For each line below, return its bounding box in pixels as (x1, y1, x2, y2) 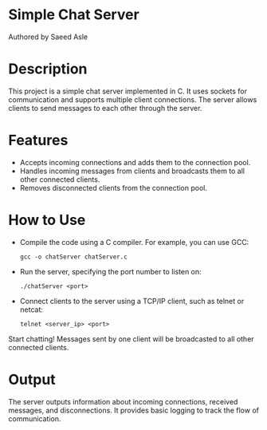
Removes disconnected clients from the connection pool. (19, 183, 208, 192)
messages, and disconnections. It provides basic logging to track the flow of (8, 405, 259, 415)
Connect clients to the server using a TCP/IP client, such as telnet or (19, 296, 245, 306)
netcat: (19, 305, 44, 314)
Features (8, 132, 69, 149)
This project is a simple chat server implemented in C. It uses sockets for (8, 86, 247, 96)
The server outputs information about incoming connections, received (8, 396, 238, 406)
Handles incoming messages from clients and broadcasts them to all (19, 166, 245, 176)
